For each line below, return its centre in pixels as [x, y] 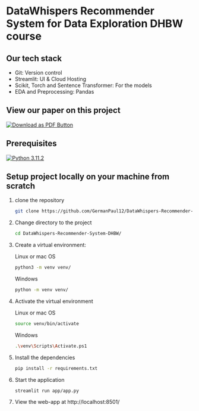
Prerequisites [31, 143]
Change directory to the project [53, 223]
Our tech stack [34, 58]
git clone [27, 211]
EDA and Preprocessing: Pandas [54, 92]
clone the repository [40, 200]
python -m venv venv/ [41, 290]
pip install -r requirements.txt [56, 368]
